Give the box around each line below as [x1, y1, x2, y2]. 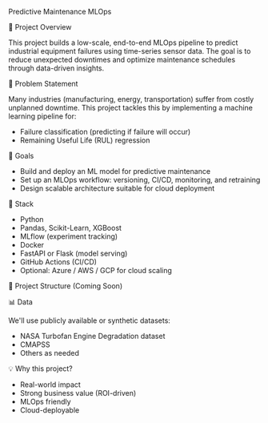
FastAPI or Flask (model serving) [19, 248, 128, 258]
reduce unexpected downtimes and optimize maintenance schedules [8, 55, 236, 64]
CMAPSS [19, 340, 50, 349]
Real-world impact [19, 380, 82, 389]
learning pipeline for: [8, 111, 77, 121]
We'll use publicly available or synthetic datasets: [8, 316, 170, 325]
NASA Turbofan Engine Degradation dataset [19, 332, 166, 340]
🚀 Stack [8, 199, 34, 208]
